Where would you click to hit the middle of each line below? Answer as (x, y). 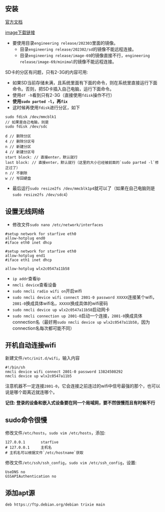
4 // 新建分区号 (20, 152)
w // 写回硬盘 (18, 178)
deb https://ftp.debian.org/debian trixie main (55, 505)
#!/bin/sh (15, 367)
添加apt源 (20, 493)
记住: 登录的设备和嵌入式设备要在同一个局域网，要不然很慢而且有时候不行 (80, 403)
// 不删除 (19, 173)
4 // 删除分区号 (20, 141)
